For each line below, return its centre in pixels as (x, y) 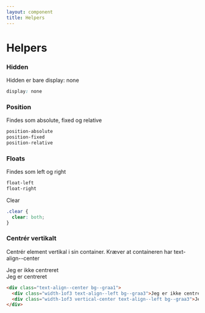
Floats (16, 158)
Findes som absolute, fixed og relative (54, 120)
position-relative (30, 143)
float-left (20, 183)
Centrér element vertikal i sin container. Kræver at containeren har (89, 251)
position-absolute (30, 132)
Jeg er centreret (27, 276)
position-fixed (26, 137)
